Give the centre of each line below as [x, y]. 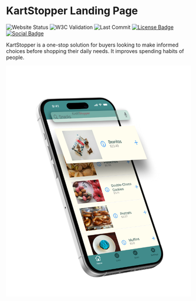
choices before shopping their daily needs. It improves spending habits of [95, 51]
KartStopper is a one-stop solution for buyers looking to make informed [92, 45]
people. [15, 57]
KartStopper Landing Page [72, 11]
